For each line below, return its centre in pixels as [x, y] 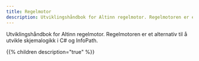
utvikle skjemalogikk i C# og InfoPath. [52, 40]
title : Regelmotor [29, 12]
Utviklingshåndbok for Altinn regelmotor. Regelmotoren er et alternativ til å [97, 34]
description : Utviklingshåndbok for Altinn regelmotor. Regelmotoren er [98, 17]
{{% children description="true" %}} [50, 52]
